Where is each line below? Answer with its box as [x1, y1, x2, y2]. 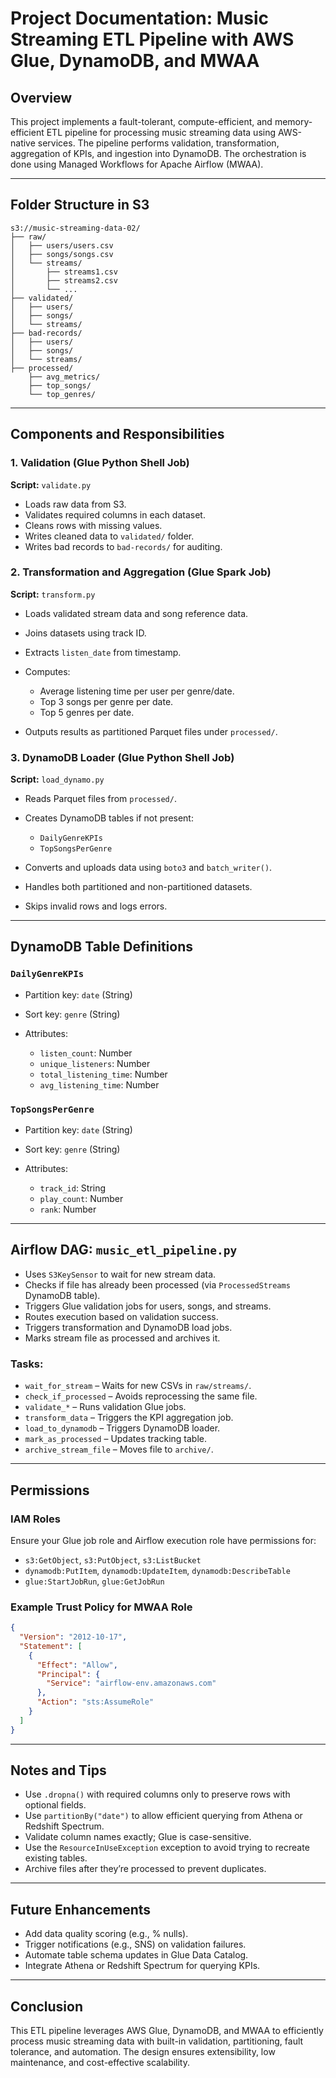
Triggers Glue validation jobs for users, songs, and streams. [24, 1300, 272, 1312]
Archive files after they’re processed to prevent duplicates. [24, 1863, 267, 1875]
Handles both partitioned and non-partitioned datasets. [24, 881, 253, 893]
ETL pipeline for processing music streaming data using [46, 127, 277, 138]
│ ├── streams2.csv [10, 275, 118, 286]
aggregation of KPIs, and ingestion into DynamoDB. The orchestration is [10, 148, 307, 159]
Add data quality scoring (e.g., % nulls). [24, 1928, 189, 1940]
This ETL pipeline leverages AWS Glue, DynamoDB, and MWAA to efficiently [10, 2025, 324, 2037]
